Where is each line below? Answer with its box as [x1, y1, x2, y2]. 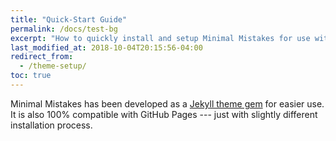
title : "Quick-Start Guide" [10, 14, 128, 25]
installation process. [10, 119, 93, 131]
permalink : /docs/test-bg [10, 24, 118, 34]
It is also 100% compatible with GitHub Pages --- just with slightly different [10, 108, 318, 120]
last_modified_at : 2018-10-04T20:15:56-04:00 [10, 42, 203, 53]
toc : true [10, 71, 52, 81]
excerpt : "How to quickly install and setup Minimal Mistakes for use [10, 33, 311, 43]
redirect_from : [10, 52, 74, 62]
